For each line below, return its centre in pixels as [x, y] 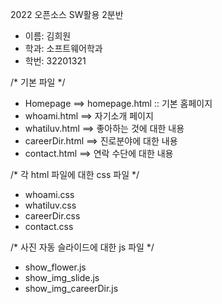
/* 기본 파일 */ [38, 82]
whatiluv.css [50, 205]
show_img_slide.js [62, 277]
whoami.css [49, 194]
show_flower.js [55, 267]
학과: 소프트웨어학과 [63, 48]
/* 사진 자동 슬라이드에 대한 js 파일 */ [82, 247]
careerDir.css [52, 216]
